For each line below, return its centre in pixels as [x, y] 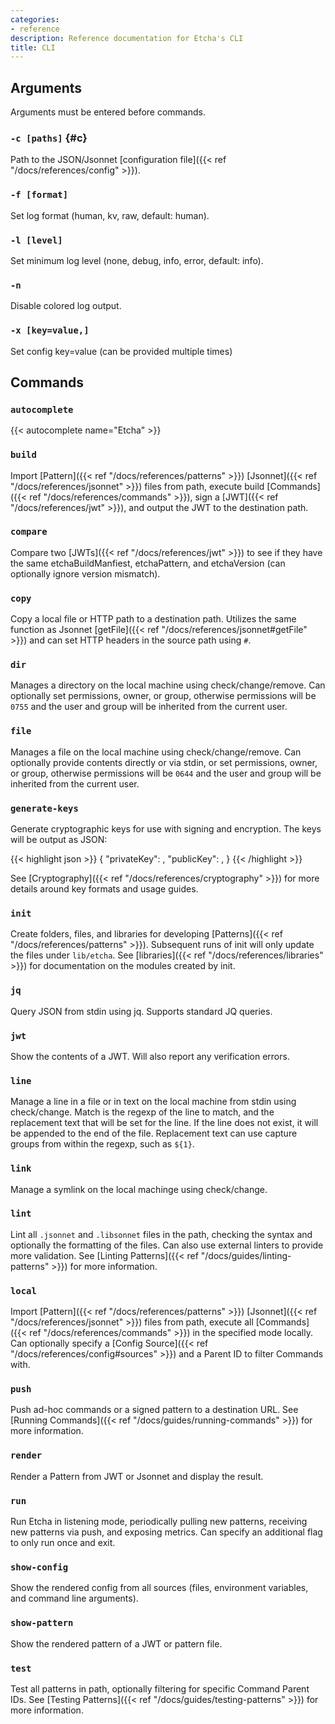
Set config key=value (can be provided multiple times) [121, 351]
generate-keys [44, 808]
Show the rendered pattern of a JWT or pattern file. [116, 1643]
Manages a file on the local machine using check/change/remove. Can [156, 752]
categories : [35, 19]
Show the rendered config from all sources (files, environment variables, [159, 1588]
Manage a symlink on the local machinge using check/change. [139, 1189]
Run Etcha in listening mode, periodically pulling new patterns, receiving [159, 1521]
